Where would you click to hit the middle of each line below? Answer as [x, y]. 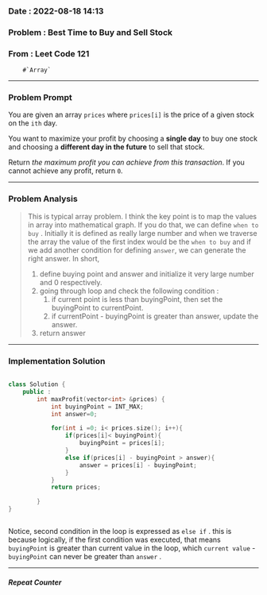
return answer [62, 333]
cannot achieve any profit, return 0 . [66, 171]
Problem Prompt [41, 98]
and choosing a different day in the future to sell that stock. [106, 147]
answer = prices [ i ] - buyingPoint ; [138, 465]
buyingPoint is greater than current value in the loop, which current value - [132, 548]
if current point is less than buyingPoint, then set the [137, 299]
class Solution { [37, 384]
